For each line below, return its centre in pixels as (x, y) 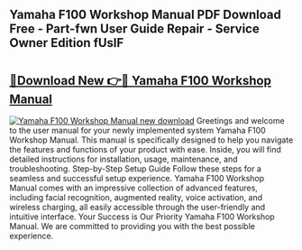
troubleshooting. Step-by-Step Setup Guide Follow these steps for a (135, 169)
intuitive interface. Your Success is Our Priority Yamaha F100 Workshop (142, 217)
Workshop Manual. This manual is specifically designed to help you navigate (151, 140)
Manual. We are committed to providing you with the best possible (132, 226)
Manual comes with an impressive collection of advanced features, (134, 188)
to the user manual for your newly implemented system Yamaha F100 (137, 130)
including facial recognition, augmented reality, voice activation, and (136, 197)
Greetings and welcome (241, 120)
